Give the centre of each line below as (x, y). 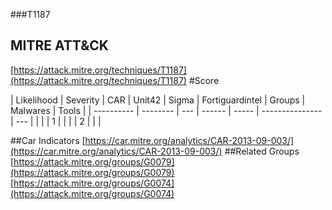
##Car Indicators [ (48, 140)
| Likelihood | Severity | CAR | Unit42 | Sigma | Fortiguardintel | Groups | (158, 100)
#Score (204, 80)
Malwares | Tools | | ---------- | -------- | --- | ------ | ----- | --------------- (166, 110)
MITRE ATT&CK (59, 45)
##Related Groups (262, 151)
